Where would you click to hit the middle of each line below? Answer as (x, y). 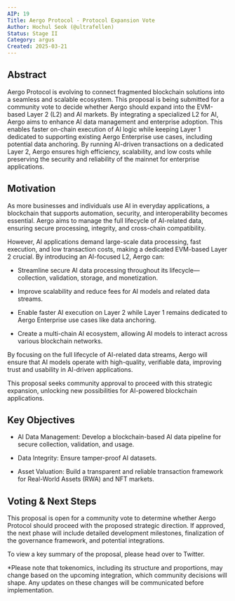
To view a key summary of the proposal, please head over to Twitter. (106, 554)
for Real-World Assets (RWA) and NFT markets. (86, 479)
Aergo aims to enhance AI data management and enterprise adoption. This (115, 122)
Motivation (32, 189)
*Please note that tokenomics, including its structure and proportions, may (115, 568)
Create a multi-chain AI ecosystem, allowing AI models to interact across (122, 333)
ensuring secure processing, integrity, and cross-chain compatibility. (107, 228)
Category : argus (31, 40)
